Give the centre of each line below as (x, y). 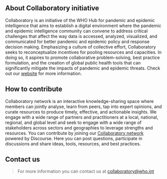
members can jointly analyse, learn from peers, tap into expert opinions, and (83, 106)
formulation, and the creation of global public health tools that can (73, 62)
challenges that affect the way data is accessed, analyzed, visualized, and (81, 36)
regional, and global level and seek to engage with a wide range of (74, 122)
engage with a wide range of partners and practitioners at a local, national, (82, 117)
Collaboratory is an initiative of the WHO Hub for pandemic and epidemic (80, 20)
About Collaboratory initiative (52, 8)
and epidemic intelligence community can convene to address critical (77, 31)
